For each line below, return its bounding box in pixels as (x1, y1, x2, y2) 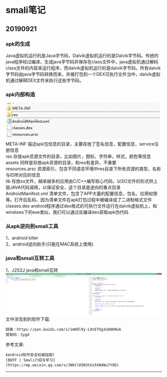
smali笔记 (5, 4, 46, 16)
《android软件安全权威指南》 (5, 353, 56, 358)
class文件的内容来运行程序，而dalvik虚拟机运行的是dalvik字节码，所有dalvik (5, 65, 161, 71)
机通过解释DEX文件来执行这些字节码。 (5, 77, 84, 83)
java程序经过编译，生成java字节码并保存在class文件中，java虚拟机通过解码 (5, 59, 159, 64)
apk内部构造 (5, 91, 35, 98)
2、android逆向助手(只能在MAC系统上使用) (5, 241, 94, 247)
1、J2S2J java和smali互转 (5, 267, 58, 273)
